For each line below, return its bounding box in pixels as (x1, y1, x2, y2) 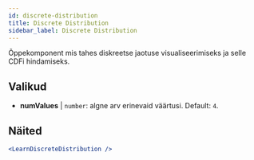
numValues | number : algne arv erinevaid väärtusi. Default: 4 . (19, 101, 219, 111)
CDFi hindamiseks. (8, 57, 70, 66)
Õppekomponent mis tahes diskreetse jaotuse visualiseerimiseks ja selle (8, 49, 246, 58)
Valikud (8, 80, 47, 93)
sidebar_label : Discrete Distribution (8, 26, 137, 34)
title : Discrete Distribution (8, 19, 109, 27)
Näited (8, 124, 42, 138)
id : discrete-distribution (8, 11, 98, 20)
